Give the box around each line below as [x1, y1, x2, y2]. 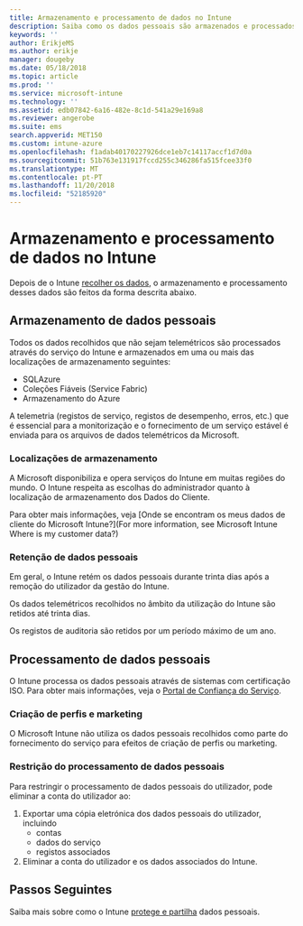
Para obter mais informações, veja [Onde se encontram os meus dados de [9, 509, 286, 520]
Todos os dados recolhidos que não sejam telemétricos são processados [9, 337, 281, 347]
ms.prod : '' [9, 80, 54, 89]
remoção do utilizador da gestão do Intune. [9, 581, 170, 592]
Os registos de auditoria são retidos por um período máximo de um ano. [9, 625, 277, 636]
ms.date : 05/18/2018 [9, 64, 87, 73]
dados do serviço [35, 837, 101, 847]
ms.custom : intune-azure [9, 139, 103, 148]
